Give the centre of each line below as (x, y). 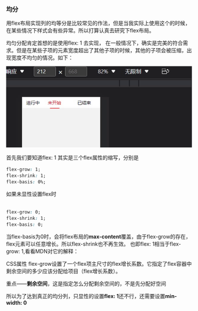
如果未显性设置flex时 (32, 194)
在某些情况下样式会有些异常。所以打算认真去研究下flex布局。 (80, 31)
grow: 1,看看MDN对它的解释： (42, 251)
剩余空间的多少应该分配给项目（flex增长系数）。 (64, 271)
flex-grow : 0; (24, 212)
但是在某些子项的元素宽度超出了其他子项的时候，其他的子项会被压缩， (101, 51)
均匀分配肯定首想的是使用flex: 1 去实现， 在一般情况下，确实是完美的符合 (95, 43)
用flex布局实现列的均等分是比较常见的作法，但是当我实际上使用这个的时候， (98, 23)
